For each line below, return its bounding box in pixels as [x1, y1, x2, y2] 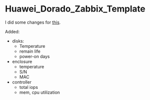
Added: [5, 29, 20, 34]
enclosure [12, 58, 33, 64]
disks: [12, 38, 24, 44]
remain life [19, 48, 41, 54]
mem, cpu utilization [19, 89, 60, 95]
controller [12, 79, 32, 85]
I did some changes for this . [5, 19, 61, 25]
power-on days [19, 53, 50, 59]
